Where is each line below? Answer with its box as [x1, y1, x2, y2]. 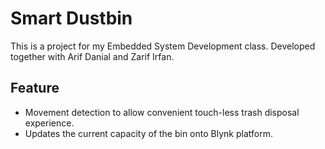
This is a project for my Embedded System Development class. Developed [10, 40, 316, 52]
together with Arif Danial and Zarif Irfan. [10, 50, 175, 62]
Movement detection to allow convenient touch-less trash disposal [24, 106, 300, 118]
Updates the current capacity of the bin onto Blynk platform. [24, 127, 273, 139]
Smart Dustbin [10, 7, 133, 30]
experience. [24, 117, 75, 129]
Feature [10, 80, 60, 97]
